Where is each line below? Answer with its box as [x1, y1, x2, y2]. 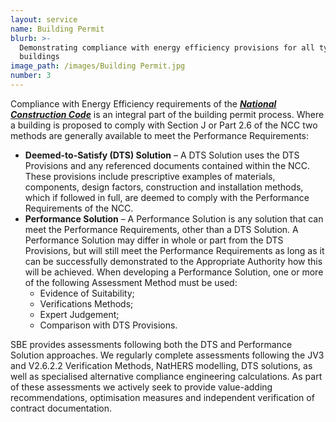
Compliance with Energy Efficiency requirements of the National [10, 97, 277, 110]
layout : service [10, 14, 78, 25]
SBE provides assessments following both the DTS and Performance [10, 338, 293, 350]
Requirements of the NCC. [24, 202, 134, 214]
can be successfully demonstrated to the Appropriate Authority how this [24, 255, 323, 267]
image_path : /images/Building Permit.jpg [10, 61, 186, 71]
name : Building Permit [10, 24, 105, 34]
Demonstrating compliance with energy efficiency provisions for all [19, 42, 315, 53]
